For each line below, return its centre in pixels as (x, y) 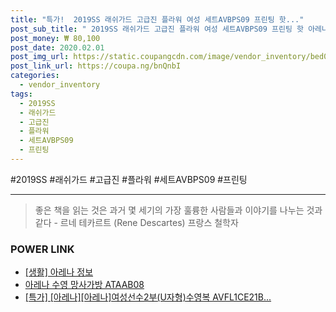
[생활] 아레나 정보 (59, 272)
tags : (21, 94)
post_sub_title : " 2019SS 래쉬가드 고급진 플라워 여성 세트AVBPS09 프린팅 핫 (157, 29)
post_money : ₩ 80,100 (55, 38)
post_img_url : (40, 57)
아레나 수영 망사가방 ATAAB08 (84, 285)
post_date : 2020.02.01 (57, 47)
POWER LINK (42, 249)
